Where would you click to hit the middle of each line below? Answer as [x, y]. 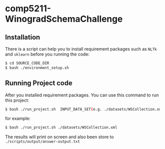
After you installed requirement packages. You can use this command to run [82, 95]
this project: [17, 100]
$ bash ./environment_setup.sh [37, 68]
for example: [18, 119]
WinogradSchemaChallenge [64, 19]
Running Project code [39, 83]
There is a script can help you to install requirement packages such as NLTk [81, 49]
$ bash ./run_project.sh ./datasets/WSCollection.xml [61, 128]
